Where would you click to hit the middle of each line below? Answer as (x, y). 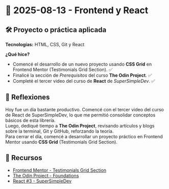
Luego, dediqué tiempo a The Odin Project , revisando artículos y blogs (80, 125)
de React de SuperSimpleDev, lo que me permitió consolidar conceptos (80, 115)
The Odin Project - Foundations (46, 175)
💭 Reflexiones (28, 97)
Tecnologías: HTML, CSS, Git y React (45, 44)
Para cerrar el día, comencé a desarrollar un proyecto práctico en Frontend (84, 136)
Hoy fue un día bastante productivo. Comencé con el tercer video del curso (85, 109)
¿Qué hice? (18, 54)
